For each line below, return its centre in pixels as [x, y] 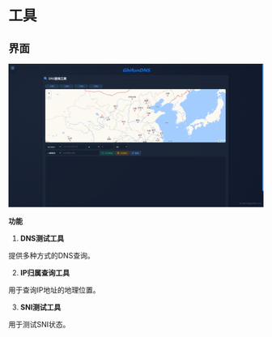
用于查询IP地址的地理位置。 [54, 290]
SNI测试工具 [40, 307]
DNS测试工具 [42, 238]
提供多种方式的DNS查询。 [51, 256]
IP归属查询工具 [45, 273]
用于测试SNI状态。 [39, 324]
